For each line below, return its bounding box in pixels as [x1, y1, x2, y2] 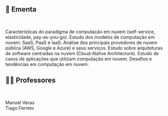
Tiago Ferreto [5, 105, 34, 111]
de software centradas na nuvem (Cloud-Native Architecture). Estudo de [5, 50, 159, 56]
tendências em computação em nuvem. [5, 61, 89, 67]
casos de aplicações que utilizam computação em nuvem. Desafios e [5, 56, 152, 62]
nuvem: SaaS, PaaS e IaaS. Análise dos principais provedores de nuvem [5, 39, 158, 45]
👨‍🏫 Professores [5, 76, 56, 85]
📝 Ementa [5, 5, 37, 14]
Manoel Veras [5, 99, 35, 105]
